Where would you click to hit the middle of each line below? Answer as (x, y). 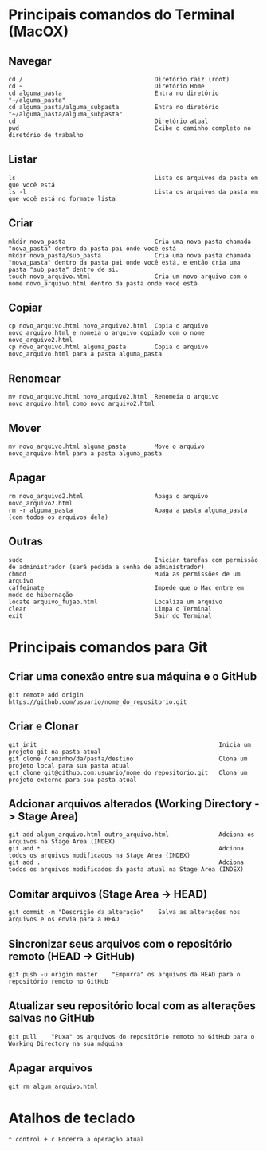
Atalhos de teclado (72, 1118)
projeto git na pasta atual (55, 752)
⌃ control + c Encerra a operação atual (77, 1139)
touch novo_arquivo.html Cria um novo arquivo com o (128, 277)
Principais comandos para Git (108, 647)
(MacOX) (39, 31)
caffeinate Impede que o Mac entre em (126, 587)
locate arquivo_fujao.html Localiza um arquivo (116, 602)
